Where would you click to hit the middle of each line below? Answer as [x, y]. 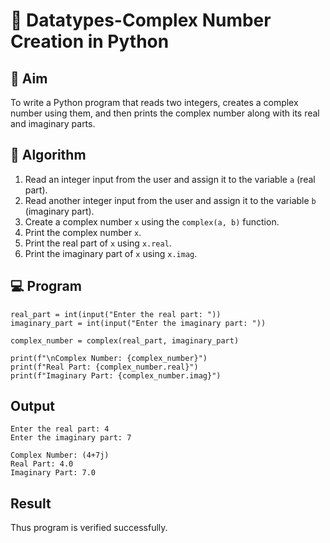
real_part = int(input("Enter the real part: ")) [116, 314]
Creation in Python [90, 41]
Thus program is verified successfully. [89, 528]
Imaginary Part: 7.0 [53, 473]
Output [32, 406]
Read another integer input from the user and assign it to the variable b [170, 200]
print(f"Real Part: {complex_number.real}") [104, 367]
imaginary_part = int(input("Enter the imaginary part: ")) [138, 323]
